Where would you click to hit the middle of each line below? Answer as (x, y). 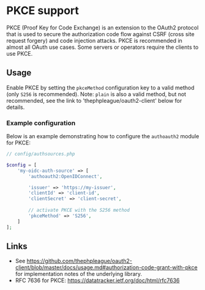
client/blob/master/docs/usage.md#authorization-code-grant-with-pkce (106, 267)
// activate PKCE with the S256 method (79, 210)
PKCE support (43, 11)
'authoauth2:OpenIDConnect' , (65, 176)
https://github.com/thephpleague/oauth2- (80, 261)
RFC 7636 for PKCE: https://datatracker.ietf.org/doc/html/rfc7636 (97, 281)
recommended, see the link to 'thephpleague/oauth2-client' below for (94, 100)
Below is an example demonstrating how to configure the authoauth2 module (103, 136)
